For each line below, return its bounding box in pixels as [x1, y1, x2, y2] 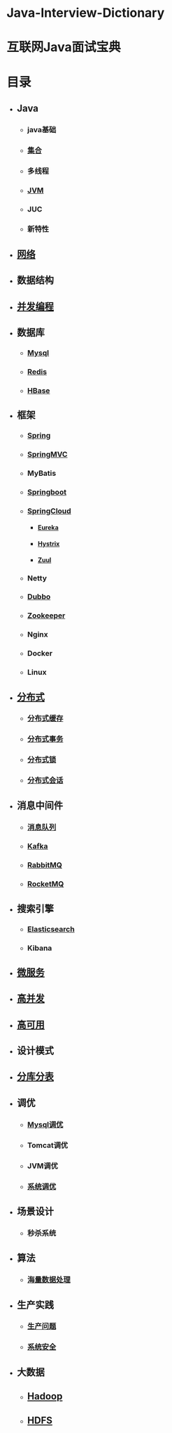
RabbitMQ [27, 860, 62, 870]
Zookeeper [27, 611, 66, 621]
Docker [27, 649, 53, 659]
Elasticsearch [27, 924, 75, 934]
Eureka [37, 524, 59, 532]
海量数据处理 [27, 1275, 71, 1285]
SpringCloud [27, 506, 71, 516]
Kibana [27, 943, 52, 953]
